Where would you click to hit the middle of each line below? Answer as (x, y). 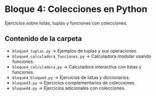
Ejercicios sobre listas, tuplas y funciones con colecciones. (66, 23)
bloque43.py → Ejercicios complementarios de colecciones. (74, 82)
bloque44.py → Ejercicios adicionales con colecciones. (69, 88)
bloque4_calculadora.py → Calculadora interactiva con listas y (77, 66)
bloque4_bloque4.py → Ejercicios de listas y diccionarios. (71, 77)
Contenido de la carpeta (43, 39)
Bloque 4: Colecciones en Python (76, 9)
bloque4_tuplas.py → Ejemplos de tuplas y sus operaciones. (75, 50)
